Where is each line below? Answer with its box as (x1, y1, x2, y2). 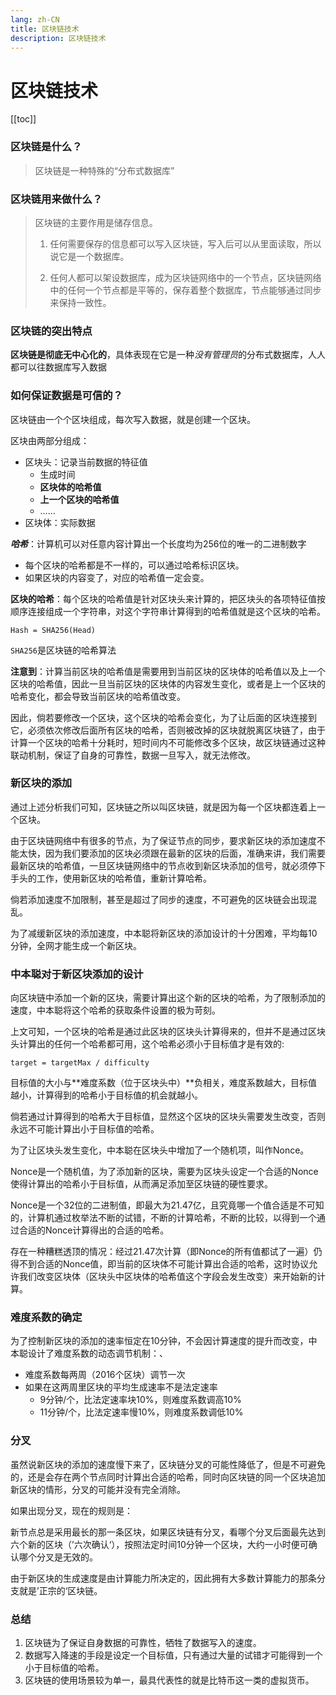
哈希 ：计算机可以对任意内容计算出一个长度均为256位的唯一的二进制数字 (10, 537, 307, 550)
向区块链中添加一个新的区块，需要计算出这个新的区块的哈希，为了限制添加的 (10, 992, 326, 1004)
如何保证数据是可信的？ (10, 389, 123, 403)
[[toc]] (10, 113, 37, 125)
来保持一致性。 (49, 296, 112, 308)
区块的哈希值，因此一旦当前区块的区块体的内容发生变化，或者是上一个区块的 (10, 677, 326, 690)
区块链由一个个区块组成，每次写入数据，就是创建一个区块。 (10, 413, 256, 425)
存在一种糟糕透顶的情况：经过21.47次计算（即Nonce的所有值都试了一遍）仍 (10, 1246, 323, 1258)
